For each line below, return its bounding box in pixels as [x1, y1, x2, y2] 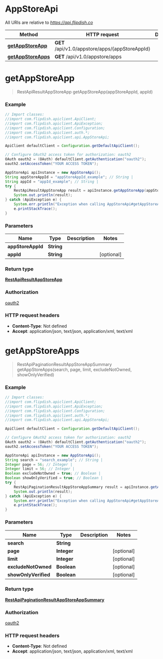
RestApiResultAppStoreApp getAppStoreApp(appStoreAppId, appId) [16, 89, 153, 94]
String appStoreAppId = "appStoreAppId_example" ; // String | [5, 174, 133, 180]
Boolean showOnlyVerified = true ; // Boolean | [5, 476, 103, 480]
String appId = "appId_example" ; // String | [5, 179, 98, 184]
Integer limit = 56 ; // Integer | [5, 466, 75, 472]
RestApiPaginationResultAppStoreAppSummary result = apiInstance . [14, 484, 151, 490]
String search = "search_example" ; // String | [5, 458, 103, 462]
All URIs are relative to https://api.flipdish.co [5, 19, 93, 25]
